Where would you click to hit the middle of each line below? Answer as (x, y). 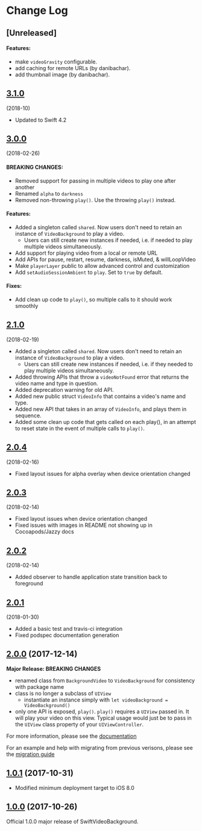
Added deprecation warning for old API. (64, 389)
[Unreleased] (32, 33)
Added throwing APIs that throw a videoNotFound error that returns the (102, 377)
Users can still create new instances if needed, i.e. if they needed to (108, 364)
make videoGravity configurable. (56, 62)
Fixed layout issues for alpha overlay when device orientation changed (103, 474)
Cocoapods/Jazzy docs (44, 532)
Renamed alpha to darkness (49, 194)
